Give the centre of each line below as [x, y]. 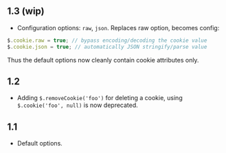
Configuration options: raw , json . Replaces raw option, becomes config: [118, 27]
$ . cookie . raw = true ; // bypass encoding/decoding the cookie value [107, 40]
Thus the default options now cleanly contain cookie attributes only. [103, 60]
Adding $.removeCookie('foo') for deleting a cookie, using [100, 98]
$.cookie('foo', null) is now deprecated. [78, 105]
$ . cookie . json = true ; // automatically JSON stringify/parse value [107, 47]
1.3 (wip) [26, 11]
